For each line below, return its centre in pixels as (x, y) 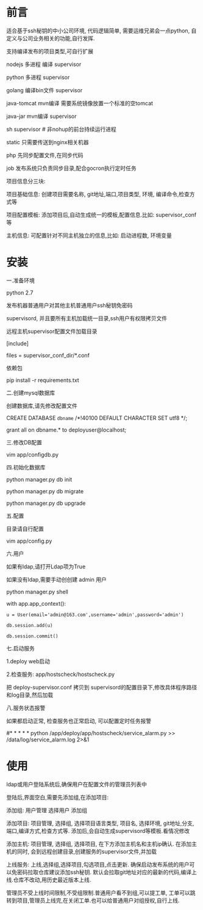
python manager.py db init (39, 479)
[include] (18, 343)
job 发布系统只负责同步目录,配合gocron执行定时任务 (72, 168)
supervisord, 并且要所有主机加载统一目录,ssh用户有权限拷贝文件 (87, 318)
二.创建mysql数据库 (31, 392)
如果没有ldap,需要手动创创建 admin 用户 (56, 579)
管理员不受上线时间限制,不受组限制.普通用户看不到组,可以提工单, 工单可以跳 (101, 892)
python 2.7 (20, 292)
